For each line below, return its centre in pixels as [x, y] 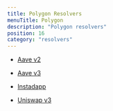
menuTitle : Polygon [35, 20]
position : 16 [26, 33]
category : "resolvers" [40, 40]
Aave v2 [29, 59]
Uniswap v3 [34, 100]
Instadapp [32, 87]
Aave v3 [29, 73]
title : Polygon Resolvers [44, 14]
